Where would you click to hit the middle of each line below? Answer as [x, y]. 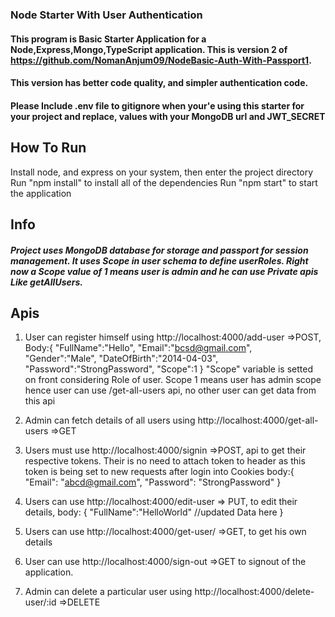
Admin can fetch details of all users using [110, 420]
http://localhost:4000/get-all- [258, 420]
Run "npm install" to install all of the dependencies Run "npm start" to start [164, 182]
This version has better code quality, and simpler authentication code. [159, 83]
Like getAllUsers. [46, 282]
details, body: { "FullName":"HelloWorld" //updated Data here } [154, 512]
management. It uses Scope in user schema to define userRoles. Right [159, 260]
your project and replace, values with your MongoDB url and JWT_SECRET [168, 116]
